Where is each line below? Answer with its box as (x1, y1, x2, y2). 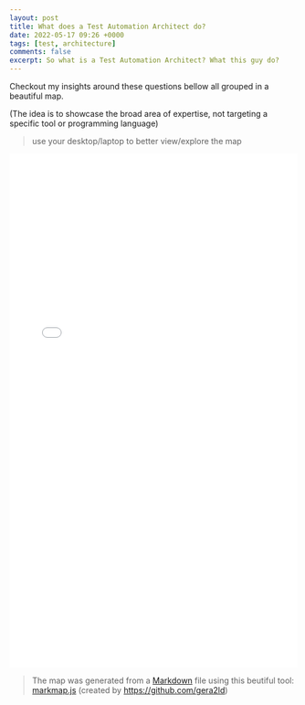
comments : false (9, 47, 71, 57)
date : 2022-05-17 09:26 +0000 (9, 30, 125, 39)
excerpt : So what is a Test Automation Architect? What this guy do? (9, 56, 280, 65)
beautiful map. (9, 90, 64, 101)
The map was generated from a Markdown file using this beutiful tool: (31, 675, 295, 686)
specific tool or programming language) (9, 118, 159, 129)
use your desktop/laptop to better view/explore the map (31, 136, 242, 146)
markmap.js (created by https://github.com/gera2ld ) (31, 685, 228, 695)
